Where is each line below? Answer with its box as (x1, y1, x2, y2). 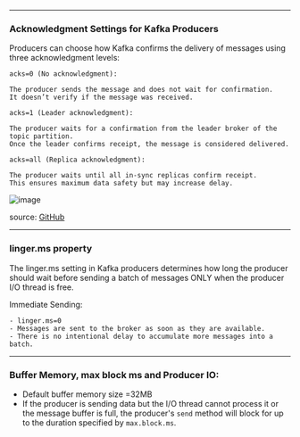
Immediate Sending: (9, 299, 83, 309)
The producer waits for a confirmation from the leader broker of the (9, 124, 278, 134)
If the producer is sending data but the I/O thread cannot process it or (21, 398, 279, 408)
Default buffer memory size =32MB (21, 389, 153, 400)
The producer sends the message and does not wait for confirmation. (9, 86, 274, 95)
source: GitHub (9, 211, 65, 223)
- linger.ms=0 (9, 316, 62, 326)
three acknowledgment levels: (9, 53, 121, 63)
